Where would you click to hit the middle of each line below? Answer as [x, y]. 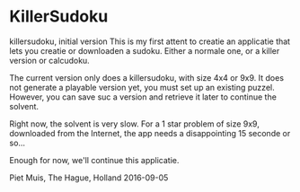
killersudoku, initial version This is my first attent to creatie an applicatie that [150, 41]
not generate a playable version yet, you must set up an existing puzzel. [142, 87]
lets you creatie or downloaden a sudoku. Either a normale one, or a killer [145, 50]
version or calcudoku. [49, 60]
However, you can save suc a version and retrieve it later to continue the [143, 97]
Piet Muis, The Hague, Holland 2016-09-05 [89, 178]
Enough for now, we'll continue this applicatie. [94, 160]
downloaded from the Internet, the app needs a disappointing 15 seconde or [150, 133]
